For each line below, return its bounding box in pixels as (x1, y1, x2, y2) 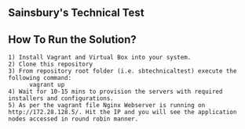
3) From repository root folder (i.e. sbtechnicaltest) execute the (8, 67, 237, 75)
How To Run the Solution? (8, 33, 137, 46)
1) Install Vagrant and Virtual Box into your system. (8, 54, 192, 62)
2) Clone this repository (8, 60, 93, 69)
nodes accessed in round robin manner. (8, 115, 139, 124)
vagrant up (28, 81, 65, 89)
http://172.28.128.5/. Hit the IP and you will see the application (8, 109, 237, 116)
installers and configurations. (8, 95, 114, 102)
